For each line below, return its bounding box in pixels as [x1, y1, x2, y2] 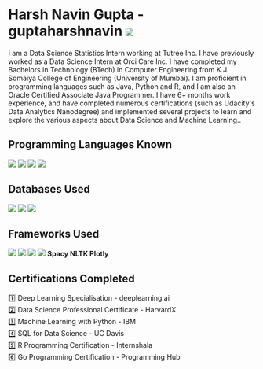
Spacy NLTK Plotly [46, 249, 109, 259]
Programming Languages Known [8, 138, 173, 151]
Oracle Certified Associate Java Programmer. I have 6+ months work [8, 90, 231, 99]
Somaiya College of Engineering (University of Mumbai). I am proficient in [8, 73, 247, 83]
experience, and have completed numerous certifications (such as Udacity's [8, 98, 255, 108]
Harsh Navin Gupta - [8, 6, 144, 24]
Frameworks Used [8, 227, 100, 241]
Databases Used [8, 183, 90, 196]
